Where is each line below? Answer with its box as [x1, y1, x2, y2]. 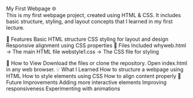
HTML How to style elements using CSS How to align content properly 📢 [6, 73, 181, 79]
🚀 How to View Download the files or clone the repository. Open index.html [6, 60, 188, 67]
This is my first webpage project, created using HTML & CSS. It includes [6, 12, 181, 18]
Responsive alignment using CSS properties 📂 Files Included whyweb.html [6, 42, 187, 49]
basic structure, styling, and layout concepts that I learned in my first [6, 18, 173, 25]
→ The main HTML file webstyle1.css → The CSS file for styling [6, 48, 159, 55]
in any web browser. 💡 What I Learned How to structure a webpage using [6, 66, 184, 73]
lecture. [6, 24, 25, 31]
